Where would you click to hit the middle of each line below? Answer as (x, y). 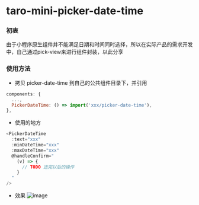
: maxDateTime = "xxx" (36, 150)
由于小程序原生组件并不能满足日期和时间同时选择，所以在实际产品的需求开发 (99, 44)
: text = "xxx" (26, 140)
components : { (24, 94)
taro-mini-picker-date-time (75, 11)
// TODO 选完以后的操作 (48, 167)
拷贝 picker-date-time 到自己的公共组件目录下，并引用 (81, 83)
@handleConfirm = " (33, 156)
